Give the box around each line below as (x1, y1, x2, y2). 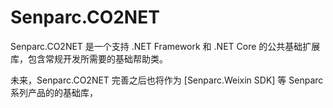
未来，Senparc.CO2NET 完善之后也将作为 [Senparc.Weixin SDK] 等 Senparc (10, 74, 324, 86)
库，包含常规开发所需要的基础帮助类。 (10, 52, 168, 65)
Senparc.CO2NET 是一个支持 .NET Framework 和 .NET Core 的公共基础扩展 (10, 40, 321, 52)
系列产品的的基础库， (10, 86, 98, 98)
